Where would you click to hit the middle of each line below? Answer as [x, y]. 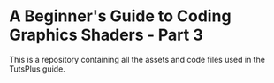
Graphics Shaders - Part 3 [106, 35]
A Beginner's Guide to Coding [120, 16]
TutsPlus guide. [38, 69]
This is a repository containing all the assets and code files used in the [137, 59]
